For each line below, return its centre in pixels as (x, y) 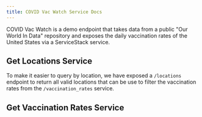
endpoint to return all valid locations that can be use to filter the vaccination (101, 82)
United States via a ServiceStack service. (58, 42)
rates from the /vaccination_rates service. (60, 89)
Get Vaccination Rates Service (65, 108)
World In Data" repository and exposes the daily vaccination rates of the (97, 35)
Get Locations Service (49, 61)
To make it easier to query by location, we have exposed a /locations (94, 76)
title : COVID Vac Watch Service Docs (54, 12)
